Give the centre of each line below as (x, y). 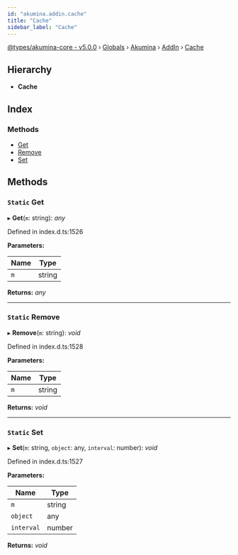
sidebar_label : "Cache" (42, 27)
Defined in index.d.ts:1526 (45, 231)
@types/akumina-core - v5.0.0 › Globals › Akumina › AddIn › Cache (106, 48)
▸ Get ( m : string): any (36, 218)
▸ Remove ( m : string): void (44, 333)
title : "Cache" (30, 21)
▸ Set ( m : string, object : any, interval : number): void (83, 448)
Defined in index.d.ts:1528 (45, 346)
